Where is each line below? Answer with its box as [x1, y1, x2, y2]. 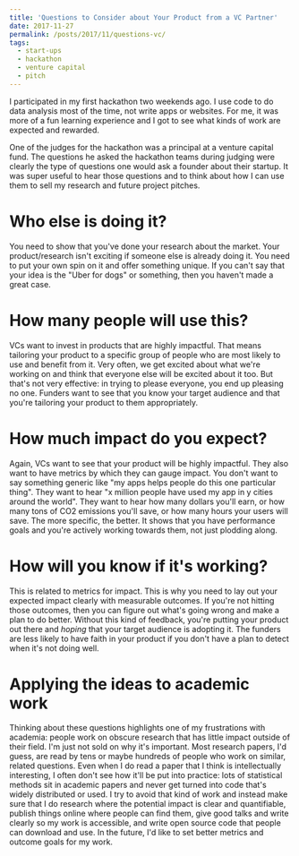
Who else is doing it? [9, 211, 167, 231]
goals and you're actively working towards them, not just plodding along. [9, 525, 278, 535]
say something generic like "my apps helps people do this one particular [9, 476, 276, 488]
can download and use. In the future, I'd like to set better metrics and [9, 827, 264, 838]
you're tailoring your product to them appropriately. [9, 397, 199, 407]
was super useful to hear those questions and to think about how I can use [9, 170, 285, 181]
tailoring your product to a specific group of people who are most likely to [9, 349, 281, 360]
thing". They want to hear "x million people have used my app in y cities [9, 486, 273, 497]
